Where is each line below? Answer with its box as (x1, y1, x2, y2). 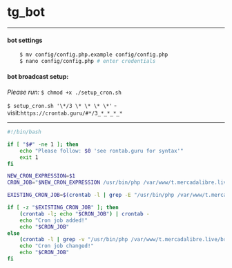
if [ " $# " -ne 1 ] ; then (7, 141, 79, 148)
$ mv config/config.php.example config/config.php (19, 51, 168, 59)
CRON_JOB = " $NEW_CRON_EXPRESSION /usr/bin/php (7, 179, 140, 186)
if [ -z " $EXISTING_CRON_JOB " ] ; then (7, 204, 119, 211)
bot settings (7, 36, 43, 44)
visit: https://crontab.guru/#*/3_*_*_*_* (7, 108, 123, 117)
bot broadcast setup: (7, 73, 69, 81)
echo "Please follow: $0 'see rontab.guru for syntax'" (19, 147, 184, 154)
